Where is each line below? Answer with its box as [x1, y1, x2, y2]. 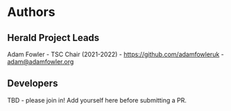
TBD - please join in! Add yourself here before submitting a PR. [7, 96, 187, 104]
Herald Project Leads [7, 32, 100, 44]
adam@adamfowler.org [7, 58, 74, 66]
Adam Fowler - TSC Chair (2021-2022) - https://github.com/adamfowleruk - [7, 50, 224, 58]
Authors [7, 4, 55, 20]
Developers [7, 78, 58, 89]
